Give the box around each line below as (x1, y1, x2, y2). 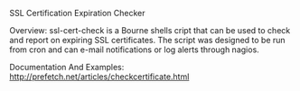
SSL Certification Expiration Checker (9, 8, 146, 18)
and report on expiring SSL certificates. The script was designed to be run (9, 35, 286, 45)
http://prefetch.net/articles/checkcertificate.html (9, 71, 190, 82)
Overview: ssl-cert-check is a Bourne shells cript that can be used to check (9, 25, 291, 35)
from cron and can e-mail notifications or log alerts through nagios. (9, 44, 259, 55)
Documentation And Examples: (9, 62, 125, 72)
